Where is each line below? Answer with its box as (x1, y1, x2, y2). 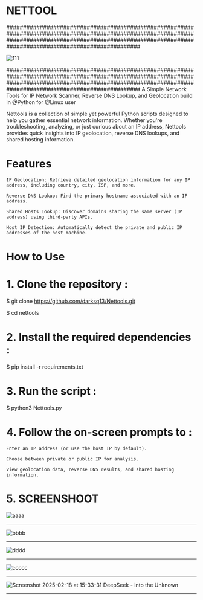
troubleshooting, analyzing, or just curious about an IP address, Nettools (6, 123, 186, 130)
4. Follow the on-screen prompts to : (6, 425, 192, 439)
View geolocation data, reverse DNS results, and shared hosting (6, 466, 174, 473)
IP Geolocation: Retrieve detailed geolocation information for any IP (6, 176, 190, 183)
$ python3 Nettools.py (6, 404, 62, 411)
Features (6, 157, 52, 171)
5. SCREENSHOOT (6, 492, 99, 505)
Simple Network (147, 85, 187, 92)
